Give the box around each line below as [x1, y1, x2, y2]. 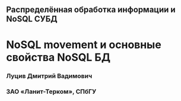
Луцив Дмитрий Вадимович [6, 71, 93, 80]
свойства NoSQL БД [6, 50, 111, 64]
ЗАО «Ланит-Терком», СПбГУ [6, 87, 97, 96]
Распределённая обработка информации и [6, 5, 176, 15]
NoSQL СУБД [6, 14, 58, 24]
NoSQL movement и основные [6, 38, 161, 51]
